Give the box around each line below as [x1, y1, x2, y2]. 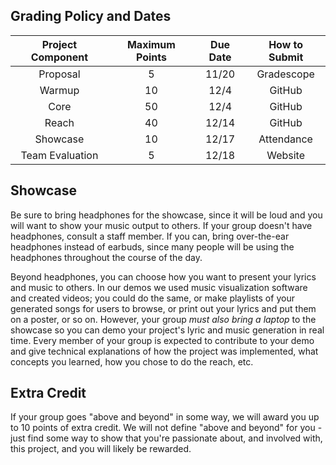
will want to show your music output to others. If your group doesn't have [10, 219, 313, 231]
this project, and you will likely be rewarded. [10, 443, 192, 455]
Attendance [258, 132, 313, 146]
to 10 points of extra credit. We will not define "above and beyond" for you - [10, 422, 323, 434]
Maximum [126, 37, 176, 51]
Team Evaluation [20, 148, 99, 162]
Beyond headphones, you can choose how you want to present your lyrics [10, 270, 317, 283]
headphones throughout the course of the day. [10, 251, 203, 263]
